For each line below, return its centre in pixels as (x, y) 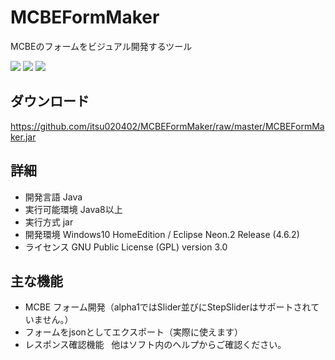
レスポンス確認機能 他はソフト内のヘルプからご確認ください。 (155, 345)
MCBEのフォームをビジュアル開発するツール (101, 46)
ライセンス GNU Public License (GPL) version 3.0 (126, 247)
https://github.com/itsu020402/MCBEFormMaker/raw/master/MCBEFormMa (167, 126)
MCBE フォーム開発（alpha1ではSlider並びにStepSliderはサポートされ (168, 307)
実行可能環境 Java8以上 (73, 209)
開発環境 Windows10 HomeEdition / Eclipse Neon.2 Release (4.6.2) (162, 234)
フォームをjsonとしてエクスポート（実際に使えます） (133, 332)
